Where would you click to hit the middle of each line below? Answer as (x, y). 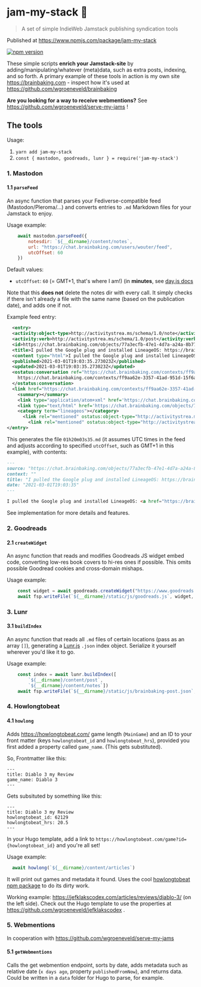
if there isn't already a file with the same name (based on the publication (96, 299)
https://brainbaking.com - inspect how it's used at (68, 82)
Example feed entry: (32, 317)
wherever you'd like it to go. (41, 652)
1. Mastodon (25, 173)
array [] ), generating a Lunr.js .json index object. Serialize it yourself (92, 645)
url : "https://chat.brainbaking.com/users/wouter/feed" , (100, 247)
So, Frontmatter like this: (37, 758)
